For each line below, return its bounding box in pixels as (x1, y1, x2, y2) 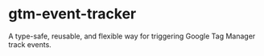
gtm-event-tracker (8, 5, 137, 23)
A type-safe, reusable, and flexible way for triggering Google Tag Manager (8, 31, 256, 41)
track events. (8, 39, 52, 49)
